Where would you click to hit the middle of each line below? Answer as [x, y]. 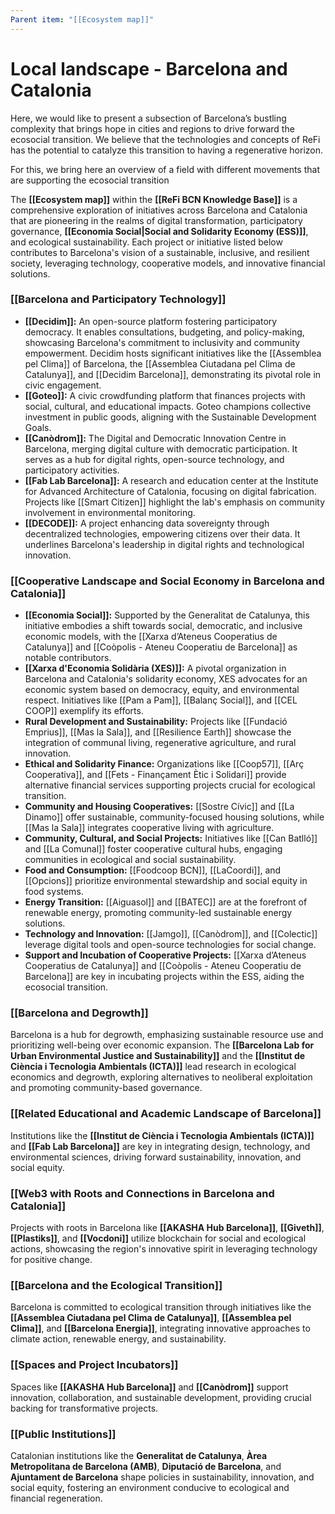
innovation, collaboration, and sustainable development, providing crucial [161, 1397]
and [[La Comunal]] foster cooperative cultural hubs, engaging [153, 849]
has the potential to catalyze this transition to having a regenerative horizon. [167, 150]
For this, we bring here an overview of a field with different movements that [165, 169]
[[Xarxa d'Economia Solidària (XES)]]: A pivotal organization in [155, 668]
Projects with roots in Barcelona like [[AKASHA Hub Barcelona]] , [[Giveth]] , [167, 1228]
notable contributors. [68, 658]
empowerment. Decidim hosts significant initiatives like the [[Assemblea [173, 353]
